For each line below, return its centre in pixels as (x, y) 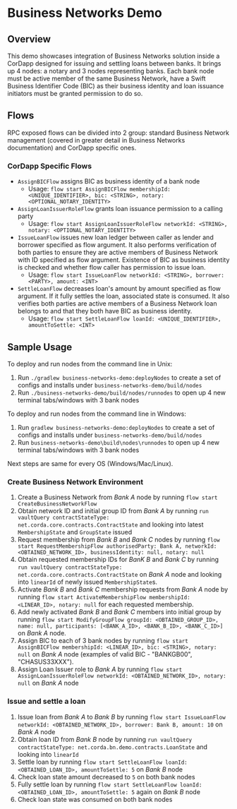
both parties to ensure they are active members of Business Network (118, 253)
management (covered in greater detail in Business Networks (96, 140)
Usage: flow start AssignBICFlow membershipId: (99, 189)
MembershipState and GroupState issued (75, 532)
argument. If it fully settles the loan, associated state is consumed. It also (123, 296)
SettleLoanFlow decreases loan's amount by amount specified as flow (119, 289)
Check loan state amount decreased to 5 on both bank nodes (106, 777)
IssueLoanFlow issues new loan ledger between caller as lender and (115, 237)
